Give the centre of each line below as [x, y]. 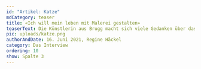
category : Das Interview [37, 46]
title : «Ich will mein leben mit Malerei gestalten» [73, 23]
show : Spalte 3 [25, 56]
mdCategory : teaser [31, 17]
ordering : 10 [22, 51]
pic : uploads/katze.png [36, 34]
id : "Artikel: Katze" [33, 12]
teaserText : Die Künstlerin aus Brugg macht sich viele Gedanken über [96, 28]
